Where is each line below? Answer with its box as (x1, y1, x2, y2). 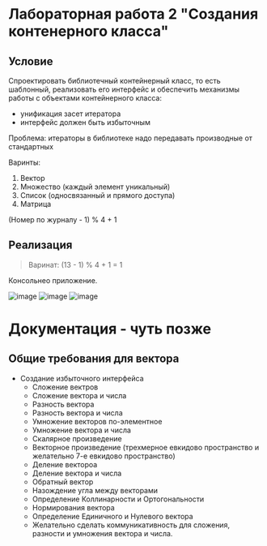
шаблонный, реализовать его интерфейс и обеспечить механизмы (8, 84, 240, 94)
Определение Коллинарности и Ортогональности (32, 494, 205, 504)
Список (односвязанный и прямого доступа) (19, 191, 176, 200)
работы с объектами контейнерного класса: (8, 93, 162, 102)
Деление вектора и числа (32, 468, 122, 478)
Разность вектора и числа (32, 407, 123, 418)
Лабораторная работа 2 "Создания (8, 5, 259, 24)
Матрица (19, 200, 52, 209)
